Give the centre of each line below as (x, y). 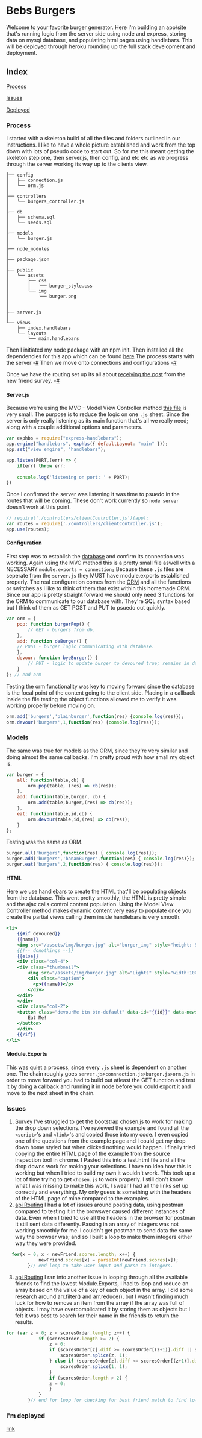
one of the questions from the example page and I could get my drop (100, 1141)
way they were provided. (46, 1243)
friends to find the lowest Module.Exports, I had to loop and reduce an (102, 1283)
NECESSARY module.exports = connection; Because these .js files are (95, 569)
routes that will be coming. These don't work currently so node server (93, 500)
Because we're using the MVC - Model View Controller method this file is (96, 408)
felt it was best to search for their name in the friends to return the (97, 1316)
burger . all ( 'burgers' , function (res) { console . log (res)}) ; (82, 853)
